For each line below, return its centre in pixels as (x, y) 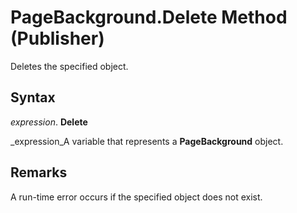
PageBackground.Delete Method (149, 17)
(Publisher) (57, 38)
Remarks (39, 172)
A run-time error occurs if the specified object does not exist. (136, 197)
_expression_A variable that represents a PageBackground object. (147, 141)
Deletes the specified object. (69, 66)
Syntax (33, 97)
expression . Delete (49, 122)
